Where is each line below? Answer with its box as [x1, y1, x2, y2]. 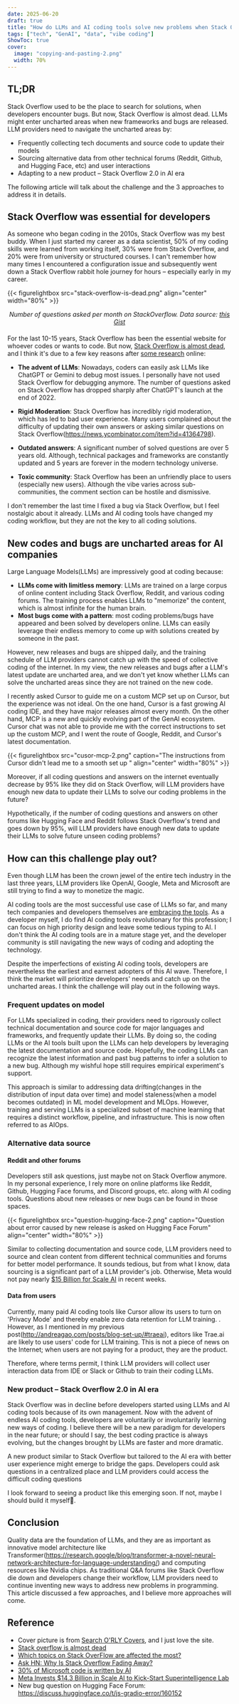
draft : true [7, 17, 43, 24]
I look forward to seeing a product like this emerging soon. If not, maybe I [7, 1488, 222, 1497]
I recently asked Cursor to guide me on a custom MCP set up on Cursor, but [7, 692, 230, 701]
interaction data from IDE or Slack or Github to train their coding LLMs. [7, 1366, 214, 1375]
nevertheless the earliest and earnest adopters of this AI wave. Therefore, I [7, 967, 228, 976]
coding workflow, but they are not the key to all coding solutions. [7, 517, 197, 526]
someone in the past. [17, 634, 80, 643]
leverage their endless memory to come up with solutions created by [17, 627, 219, 635]
